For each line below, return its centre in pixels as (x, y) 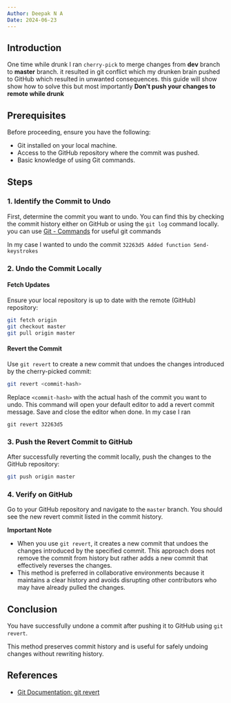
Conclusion (32, 609)
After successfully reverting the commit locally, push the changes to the (109, 457)
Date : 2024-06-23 (32, 20)
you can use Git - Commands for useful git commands (84, 231)
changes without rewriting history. (56, 653)
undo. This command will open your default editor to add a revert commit (111, 404)
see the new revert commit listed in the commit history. (85, 517)
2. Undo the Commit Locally (54, 268)
